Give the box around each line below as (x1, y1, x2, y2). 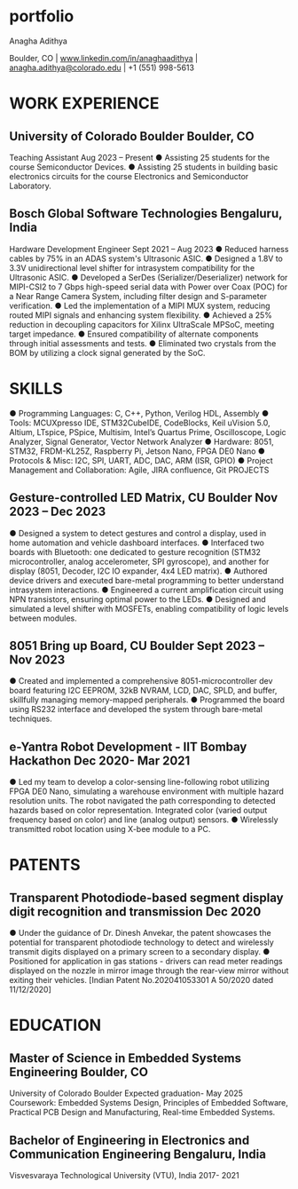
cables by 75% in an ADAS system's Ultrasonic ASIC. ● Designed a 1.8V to (9, 253, 284, 264)
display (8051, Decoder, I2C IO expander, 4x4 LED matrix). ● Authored (9, 566, 268, 576)
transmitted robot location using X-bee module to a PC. (9, 824, 211, 835)
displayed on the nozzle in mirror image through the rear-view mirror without (9, 965, 289, 976)
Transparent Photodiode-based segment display (9, 890, 284, 905)
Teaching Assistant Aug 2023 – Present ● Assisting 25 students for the (9, 152, 271, 162)
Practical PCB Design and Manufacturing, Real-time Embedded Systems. (9, 1107, 276, 1118)
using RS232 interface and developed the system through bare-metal (9, 704, 263, 715)
